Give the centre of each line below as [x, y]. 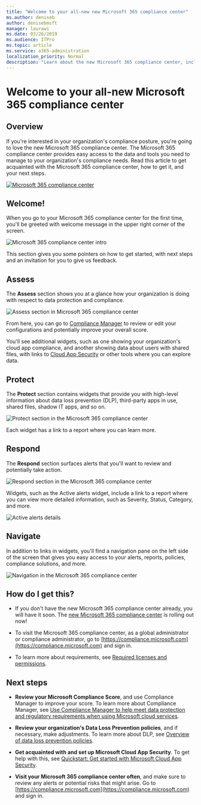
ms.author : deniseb [31, 17]
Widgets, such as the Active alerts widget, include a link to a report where [97, 493]
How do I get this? [40, 594]
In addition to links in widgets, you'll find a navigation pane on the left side [97, 551]
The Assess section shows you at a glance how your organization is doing [98, 294]
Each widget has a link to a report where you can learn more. [81, 430]
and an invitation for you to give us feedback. [62, 260]
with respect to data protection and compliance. [65, 300]
